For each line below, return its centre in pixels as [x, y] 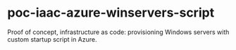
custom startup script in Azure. [52, 39]
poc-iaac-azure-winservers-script [111, 13]
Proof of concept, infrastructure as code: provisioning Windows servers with [118, 32]
